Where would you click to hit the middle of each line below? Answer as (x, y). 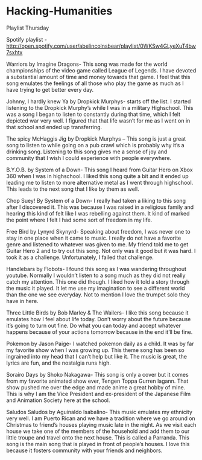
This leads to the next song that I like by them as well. (73, 189)
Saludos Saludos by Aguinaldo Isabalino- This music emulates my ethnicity (99, 412)
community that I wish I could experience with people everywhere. (89, 158)
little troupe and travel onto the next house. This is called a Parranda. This (98, 437)
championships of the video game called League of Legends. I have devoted (101, 70)
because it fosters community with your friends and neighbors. (84, 450)
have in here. (22, 301)
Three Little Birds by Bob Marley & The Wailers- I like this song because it (97, 313)
